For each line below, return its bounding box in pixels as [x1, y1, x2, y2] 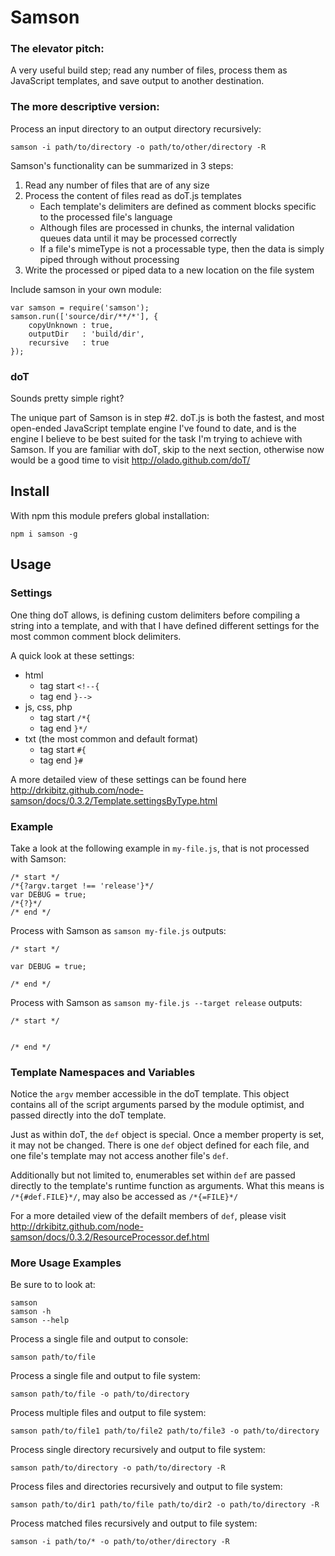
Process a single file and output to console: [10, 1333, 189, 1345]
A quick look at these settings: [10, 649, 135, 661]
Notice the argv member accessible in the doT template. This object [10, 1088, 290, 1100]
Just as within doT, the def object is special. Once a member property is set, [10, 1129, 325, 1141]
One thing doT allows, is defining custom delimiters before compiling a [10, 609, 301, 621]
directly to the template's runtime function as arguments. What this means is [10, 1180, 325, 1192]
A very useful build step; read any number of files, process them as [10, 64, 288, 76]
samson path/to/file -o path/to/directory [10, 1389, 190, 1400]
